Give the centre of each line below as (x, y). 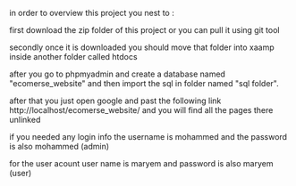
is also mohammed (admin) (59, 146)
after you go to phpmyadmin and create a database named (118, 74)
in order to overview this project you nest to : (92, 13)
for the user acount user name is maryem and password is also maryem (141, 163)
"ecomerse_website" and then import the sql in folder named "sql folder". (144, 83)
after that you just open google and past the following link (115, 101)
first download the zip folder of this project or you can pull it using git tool (144, 30)
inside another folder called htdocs (73, 57)
